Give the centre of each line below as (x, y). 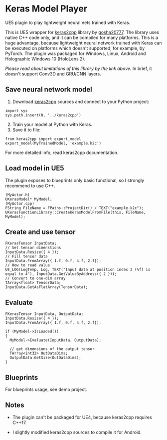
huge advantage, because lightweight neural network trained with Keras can (83, 42)
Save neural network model (49, 90)
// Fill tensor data (27, 256)
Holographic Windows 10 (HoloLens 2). (45, 58)
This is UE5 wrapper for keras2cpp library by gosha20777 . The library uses (82, 32)
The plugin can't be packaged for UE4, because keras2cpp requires (82, 417)
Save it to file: (26, 129)
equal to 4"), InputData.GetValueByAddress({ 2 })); (61, 274)
